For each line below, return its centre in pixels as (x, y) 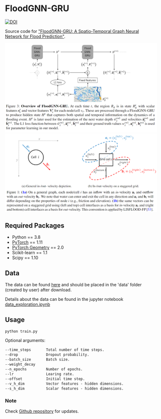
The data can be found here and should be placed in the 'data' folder (74, 285)
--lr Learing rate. (40, 374)
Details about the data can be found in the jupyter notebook (64, 299)
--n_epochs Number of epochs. (44, 369)
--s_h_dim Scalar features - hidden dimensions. (64, 389)
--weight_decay (20, 365)
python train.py (21, 332)
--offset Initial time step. (45, 379)
